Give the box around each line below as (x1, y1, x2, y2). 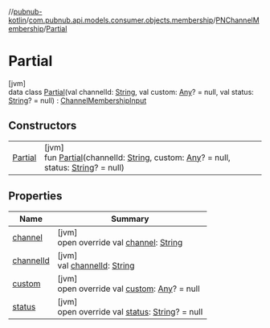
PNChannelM (215, 15, 260, 25)
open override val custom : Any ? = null (57, 283, 200, 294)
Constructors (8, 119, 77, 133)
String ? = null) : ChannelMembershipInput (8, 96, 147, 105)
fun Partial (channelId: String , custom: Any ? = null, (43, 152, 231, 163)
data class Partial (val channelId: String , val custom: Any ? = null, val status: (8, 87, 255, 96)
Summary (111, 213, 149, 224)
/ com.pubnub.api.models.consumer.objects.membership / (26, 15, 216, 25)
